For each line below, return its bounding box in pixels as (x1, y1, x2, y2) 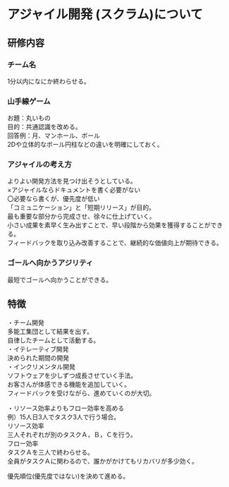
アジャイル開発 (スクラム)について (7, 6, 203, 23)
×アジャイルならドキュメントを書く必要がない (7, 186, 141, 194)
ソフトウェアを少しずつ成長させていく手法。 (7, 371, 137, 380)
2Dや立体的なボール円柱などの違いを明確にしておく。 (7, 140, 163, 149)
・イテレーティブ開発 (7, 344, 69, 353)
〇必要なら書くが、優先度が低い (7, 195, 100, 203)
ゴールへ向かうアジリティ (7, 258, 94, 268)
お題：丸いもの (7, 114, 51, 122)
